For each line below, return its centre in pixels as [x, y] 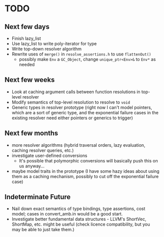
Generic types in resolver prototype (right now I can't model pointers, [82, 107]
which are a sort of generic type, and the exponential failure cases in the [85, 112]
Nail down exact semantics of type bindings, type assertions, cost [78, 209]
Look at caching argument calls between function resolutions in [76, 92]
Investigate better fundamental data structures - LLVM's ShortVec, [79, 219]
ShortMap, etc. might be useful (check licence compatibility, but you [81, 224]
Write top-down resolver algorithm [47, 49]
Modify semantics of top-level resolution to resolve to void [71, 102]
